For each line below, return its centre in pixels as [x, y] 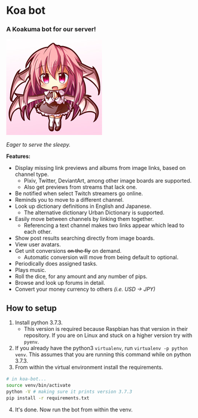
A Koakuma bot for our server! [51, 29]
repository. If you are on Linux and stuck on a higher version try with [108, 335]
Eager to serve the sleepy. [38, 145]
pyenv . [31, 342]
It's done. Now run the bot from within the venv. [74, 410]
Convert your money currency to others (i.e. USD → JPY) [85, 289]
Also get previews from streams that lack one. [80, 187]
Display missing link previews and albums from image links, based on [100, 168]
